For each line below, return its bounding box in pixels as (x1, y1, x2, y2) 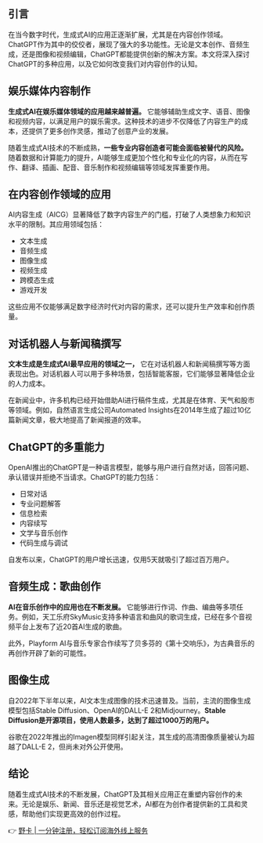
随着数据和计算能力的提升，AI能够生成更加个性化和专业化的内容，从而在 (8, 152, 241, 162)
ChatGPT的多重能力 (8, 440, 105, 453)
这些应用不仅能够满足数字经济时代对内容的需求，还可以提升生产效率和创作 (8, 302, 248, 311)
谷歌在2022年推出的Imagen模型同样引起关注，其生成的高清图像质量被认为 (8, 732, 248, 741)
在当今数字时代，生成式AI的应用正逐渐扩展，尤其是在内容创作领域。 (8, 30, 228, 39)
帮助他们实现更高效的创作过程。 (21, 808, 125, 818)
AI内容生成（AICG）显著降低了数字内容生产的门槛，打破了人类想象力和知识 (8, 210, 251, 220)
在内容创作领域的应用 (8, 187, 111, 202)
